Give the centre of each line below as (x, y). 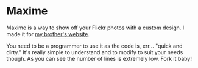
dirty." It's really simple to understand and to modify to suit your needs (95, 52)
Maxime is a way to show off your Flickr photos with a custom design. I (95, 28)
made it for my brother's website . (48, 34)
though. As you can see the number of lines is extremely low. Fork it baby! (99, 58)
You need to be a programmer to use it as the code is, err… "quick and (94, 46)
